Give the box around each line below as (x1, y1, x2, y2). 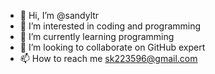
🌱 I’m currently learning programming (19, 31, 175, 42)
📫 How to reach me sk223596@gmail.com (19, 53, 198, 64)
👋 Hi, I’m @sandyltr (19, 10, 100, 21)
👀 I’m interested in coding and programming (19, 20, 202, 32)
